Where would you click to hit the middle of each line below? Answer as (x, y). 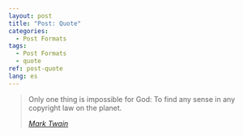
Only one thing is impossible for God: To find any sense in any (132, 99)
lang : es (23, 76)
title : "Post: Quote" (45, 23)
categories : (28, 31)
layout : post (30, 16)
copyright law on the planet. (75, 108)
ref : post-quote (36, 69)
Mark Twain (48, 123)
